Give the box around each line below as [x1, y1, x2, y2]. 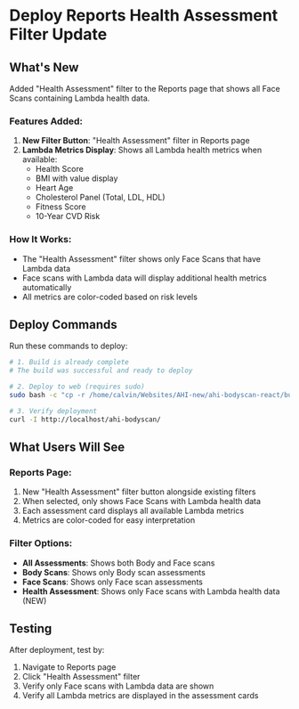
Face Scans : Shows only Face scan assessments [21, 576, 203, 587]
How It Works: [9, 233, 72, 246]
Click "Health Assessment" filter [21, 672, 141, 682]
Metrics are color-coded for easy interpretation [21, 515, 196, 526]
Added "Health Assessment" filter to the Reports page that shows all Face [9, 84, 280, 94]
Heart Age [35, 183, 74, 193]
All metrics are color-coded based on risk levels [21, 291, 198, 302]
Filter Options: [9, 537, 73, 550]
